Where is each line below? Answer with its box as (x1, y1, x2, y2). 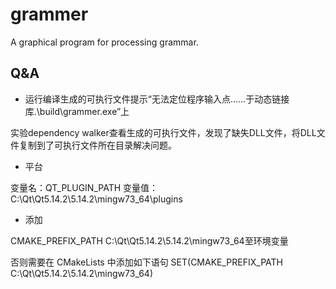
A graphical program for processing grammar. (10, 36, 199, 48)
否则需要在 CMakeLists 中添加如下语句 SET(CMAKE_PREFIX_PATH (10, 256, 283, 268)
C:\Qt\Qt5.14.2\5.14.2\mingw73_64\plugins (10, 193, 183, 205)
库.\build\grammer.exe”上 (24, 105, 130, 117)
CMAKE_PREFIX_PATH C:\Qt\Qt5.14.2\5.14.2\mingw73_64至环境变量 (10, 234, 289, 247)
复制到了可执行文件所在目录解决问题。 (18, 139, 177, 151)
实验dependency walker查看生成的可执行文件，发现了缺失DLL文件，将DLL (10, 126, 317, 138)
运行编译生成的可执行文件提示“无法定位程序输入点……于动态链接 (24, 93, 290, 105)
